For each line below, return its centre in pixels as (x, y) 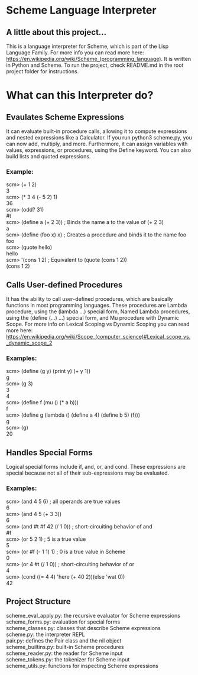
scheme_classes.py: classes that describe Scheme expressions (84, 628)
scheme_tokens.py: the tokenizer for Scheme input (68, 660)
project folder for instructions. (43, 71)
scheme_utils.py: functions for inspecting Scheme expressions (82, 666)
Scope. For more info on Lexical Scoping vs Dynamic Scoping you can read (98, 324)
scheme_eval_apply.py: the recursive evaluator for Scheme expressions (93, 616)
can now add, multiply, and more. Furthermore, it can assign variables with (97, 144)
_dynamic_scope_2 (29, 343)
